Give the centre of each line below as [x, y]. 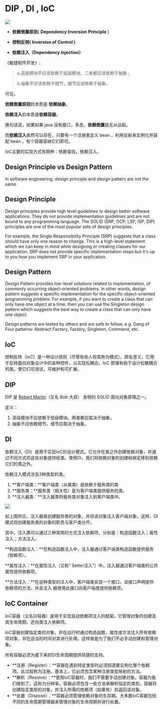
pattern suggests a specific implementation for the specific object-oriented [80, 294]
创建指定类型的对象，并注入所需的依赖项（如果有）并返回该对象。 [78, 690]
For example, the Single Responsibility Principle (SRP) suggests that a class [81, 236]
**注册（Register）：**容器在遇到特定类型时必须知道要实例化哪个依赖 [81, 665]
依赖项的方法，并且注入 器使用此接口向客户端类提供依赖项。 [65, 588]
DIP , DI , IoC [30, 9]
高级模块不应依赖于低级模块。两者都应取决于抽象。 [63, 418]
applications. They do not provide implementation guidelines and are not [77, 216]
